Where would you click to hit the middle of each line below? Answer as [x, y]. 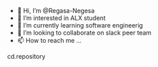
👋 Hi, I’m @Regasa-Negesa [56, 11]
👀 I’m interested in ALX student [61, 18]
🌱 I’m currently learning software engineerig [80, 25]
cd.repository [26, 56]
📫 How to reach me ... [49, 40]
